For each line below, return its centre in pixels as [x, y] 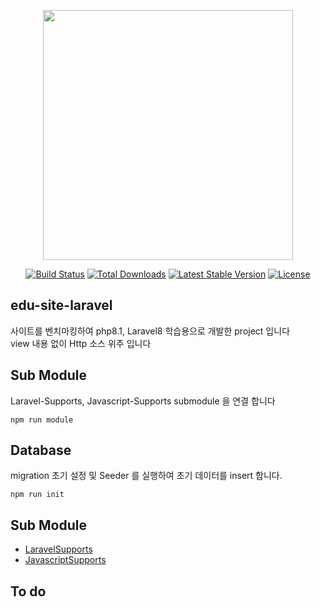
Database [41, 450]
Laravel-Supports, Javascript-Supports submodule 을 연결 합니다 [143, 401]
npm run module [42, 420]
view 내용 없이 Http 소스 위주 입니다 [81, 343]
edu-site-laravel [61, 305]
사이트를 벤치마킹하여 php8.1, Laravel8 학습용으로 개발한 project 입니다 [150, 331]
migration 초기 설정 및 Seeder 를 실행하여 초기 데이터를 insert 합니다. [146, 476]
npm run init [37, 495]
